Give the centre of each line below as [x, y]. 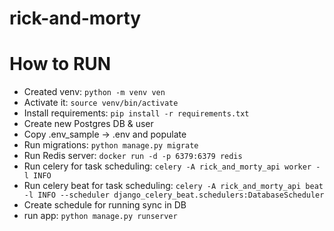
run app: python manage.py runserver [100, 216]
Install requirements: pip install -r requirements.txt [136, 113]
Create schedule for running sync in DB [105, 205]
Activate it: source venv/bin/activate [101, 103]
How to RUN [60, 64]
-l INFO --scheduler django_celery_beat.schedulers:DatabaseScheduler [174, 195]
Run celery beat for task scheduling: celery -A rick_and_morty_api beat [173, 186]
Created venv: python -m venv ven [94, 92]
